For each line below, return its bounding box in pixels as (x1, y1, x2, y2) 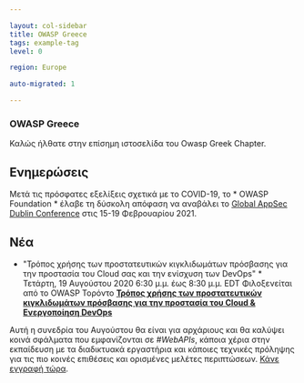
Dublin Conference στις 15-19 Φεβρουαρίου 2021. (9, 208, 198, 219)
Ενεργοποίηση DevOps (22, 307, 113, 317)
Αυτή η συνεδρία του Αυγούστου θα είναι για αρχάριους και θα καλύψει (9, 324, 285, 335)
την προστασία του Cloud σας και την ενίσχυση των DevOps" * (22, 267, 262, 278)
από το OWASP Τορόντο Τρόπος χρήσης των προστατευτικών (22, 287, 262, 298)
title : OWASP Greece (9, 29, 88, 39)
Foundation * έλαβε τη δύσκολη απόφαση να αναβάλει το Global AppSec (9, 198, 289, 209)
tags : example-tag (9, 38, 79, 47)
